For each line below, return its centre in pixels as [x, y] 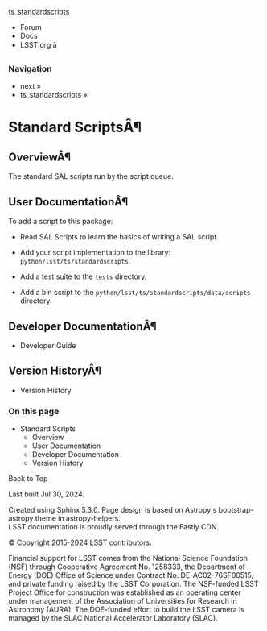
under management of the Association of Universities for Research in [123, 601]
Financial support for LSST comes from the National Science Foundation [128, 558]
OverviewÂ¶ [39, 157]
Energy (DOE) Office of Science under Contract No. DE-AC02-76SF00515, [131, 575]
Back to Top [28, 479]
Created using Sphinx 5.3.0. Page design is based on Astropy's [113, 510]
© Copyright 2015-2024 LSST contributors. [80, 542]
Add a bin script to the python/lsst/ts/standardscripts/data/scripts [135, 293]
